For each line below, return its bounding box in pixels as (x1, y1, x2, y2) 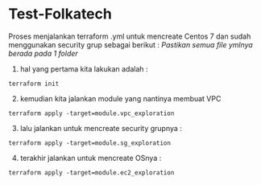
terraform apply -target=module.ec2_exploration (8, 168, 175, 177)
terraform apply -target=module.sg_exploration (8, 138, 172, 147)
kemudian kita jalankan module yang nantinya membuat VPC (19, 93, 222, 103)
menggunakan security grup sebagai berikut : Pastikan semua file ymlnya (8, 39, 254, 49)
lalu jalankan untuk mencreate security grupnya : (19, 123, 183, 133)
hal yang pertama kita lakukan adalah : (19, 64, 148, 73)
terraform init (8, 80, 60, 88)
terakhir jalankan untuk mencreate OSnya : (19, 153, 162, 162)
